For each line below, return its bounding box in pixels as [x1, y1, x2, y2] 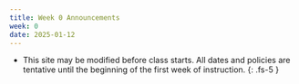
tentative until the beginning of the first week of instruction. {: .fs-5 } [22, 64, 280, 75]
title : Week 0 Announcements [9, 13, 120, 23]
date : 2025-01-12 [9, 30, 76, 39]
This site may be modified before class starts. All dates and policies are [22, 55, 291, 66]
